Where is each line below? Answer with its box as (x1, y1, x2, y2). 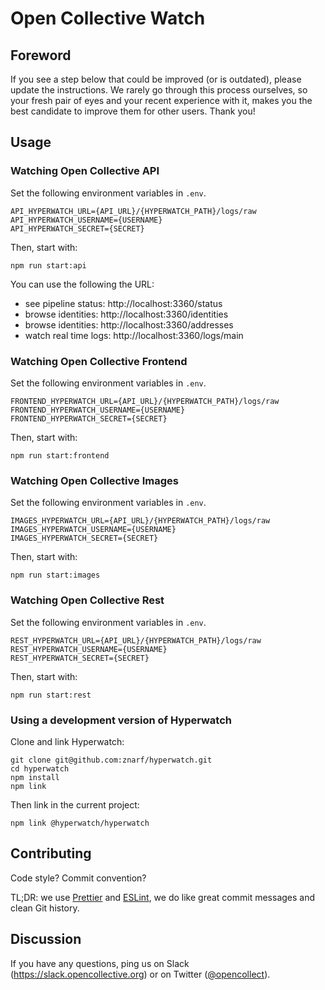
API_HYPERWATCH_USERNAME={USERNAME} (10, 215, 163, 225)
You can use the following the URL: (10, 278, 155, 290)
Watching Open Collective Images (10, 473, 179, 487)
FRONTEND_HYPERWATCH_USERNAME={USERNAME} (10, 405, 186, 415)
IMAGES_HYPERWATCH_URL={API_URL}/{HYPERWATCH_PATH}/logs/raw (10, 516, 271, 526)
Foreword (10, 47, 72, 64)
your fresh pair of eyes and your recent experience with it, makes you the (10, 95, 313, 106)
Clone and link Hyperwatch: (10, 735, 125, 747)
